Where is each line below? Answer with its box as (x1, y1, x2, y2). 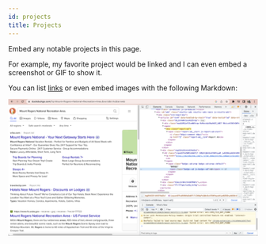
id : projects (8, 13, 51, 21)
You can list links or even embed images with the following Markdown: (8, 83, 237, 93)
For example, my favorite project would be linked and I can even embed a (8, 59, 248, 69)
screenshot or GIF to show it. (8, 67, 103, 77)
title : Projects (8, 21, 62, 29)
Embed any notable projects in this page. (8, 44, 142, 53)
